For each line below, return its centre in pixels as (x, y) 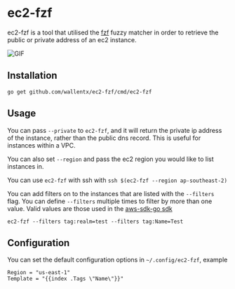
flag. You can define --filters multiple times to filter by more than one (110, 201)
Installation (32, 76)
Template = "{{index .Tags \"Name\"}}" (66, 279)
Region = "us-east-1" (39, 273)
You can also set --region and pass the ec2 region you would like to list (110, 159)
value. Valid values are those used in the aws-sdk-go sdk (90, 208)
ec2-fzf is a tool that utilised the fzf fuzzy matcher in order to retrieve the (113, 32)
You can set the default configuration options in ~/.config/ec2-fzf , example (117, 260)
